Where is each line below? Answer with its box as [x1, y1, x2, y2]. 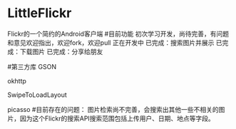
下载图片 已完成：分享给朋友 [19, 47, 103, 56]
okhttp [7, 76, 27, 85]
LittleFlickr [7, 5, 72, 21]
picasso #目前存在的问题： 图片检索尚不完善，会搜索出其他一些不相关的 [7, 105, 219, 113]
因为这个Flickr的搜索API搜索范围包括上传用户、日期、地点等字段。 [19, 114, 215, 123]
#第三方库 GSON [7, 62, 57, 71]
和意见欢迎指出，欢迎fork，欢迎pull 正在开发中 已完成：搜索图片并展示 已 [7, 38, 222, 47]
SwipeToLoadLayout [7, 91, 68, 99]
